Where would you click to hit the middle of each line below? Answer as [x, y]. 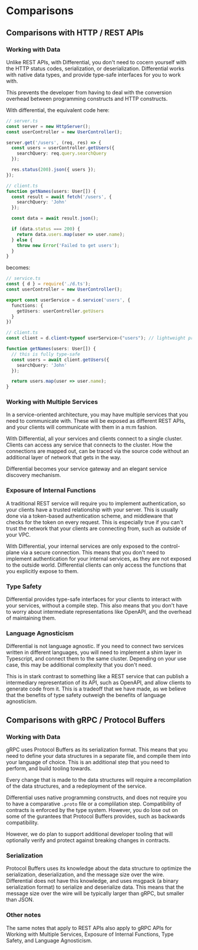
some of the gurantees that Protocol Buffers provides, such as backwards [96, 816]
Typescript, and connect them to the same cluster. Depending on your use [96, 659]
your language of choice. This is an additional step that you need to [88, 762]
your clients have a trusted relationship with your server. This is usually [92, 509]
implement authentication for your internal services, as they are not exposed [99, 558]
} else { [22, 240]
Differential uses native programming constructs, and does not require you [97, 798]
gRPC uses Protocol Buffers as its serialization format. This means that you [97, 750]
